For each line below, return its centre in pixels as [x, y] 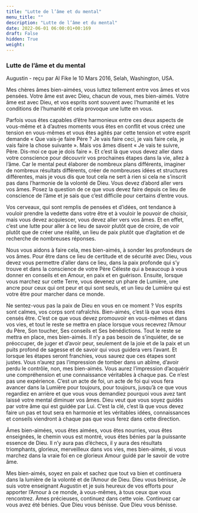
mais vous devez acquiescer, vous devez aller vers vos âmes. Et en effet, [95, 220]
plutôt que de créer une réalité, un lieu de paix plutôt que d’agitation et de [95, 232]
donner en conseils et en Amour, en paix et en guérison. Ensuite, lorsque [95, 275]
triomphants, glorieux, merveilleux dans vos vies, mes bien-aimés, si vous [96, 449]
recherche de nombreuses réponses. [51, 239]
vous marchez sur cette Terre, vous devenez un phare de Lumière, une [92, 281]
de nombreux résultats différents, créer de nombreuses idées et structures [97, 171]
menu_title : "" [25, 17]
